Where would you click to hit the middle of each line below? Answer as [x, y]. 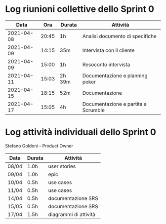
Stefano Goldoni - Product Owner [39, 146]
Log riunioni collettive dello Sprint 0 [80, 9]
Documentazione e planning [115, 75]
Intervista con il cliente [108, 50]
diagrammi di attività [72, 214]
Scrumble [94, 110]
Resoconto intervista [106, 64]
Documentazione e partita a [114, 104]
